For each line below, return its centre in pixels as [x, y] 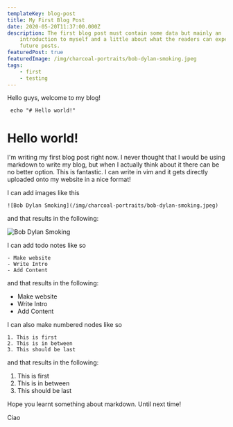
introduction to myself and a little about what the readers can [116, 40]
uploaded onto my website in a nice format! [69, 179]
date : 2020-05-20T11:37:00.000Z [54, 26]
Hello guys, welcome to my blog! [54, 98]
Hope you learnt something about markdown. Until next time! [94, 404]
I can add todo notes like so [47, 245]
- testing [34, 78]
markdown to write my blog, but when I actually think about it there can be [113, 165]
